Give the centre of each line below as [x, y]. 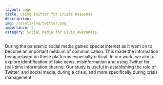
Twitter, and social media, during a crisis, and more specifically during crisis [81, 72]
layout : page [18, 10]
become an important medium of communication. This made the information [82, 51]
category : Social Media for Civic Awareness [51, 32]
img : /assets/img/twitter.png [36, 23]
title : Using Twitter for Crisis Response [49, 14]
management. [19, 77]
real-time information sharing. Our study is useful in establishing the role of [81, 67]
